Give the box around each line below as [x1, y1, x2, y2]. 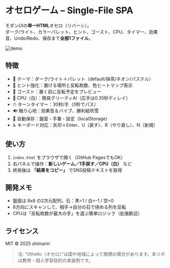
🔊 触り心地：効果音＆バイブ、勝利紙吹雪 [12, 107, 99, 113]
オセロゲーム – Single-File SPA [5, 5, 133, 16]
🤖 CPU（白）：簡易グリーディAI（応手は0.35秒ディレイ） [12, 95, 131, 101]
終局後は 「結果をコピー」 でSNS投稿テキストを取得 [12, 167, 122, 173]
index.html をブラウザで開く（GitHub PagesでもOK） [12, 154, 125, 160]
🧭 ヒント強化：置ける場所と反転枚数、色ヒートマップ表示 [12, 82, 133, 88]
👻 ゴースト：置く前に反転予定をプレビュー [12, 88, 101, 95]
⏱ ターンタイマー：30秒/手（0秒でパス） [12, 101, 99, 107]
